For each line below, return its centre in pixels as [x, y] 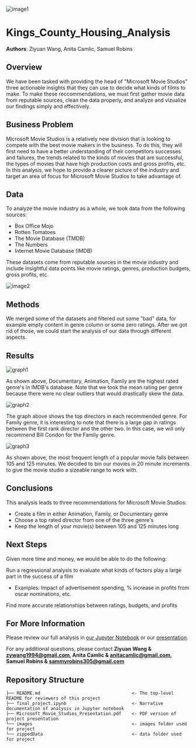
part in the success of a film [40, 576]
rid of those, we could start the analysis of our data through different [89, 331]
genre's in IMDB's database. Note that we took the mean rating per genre [94, 387]
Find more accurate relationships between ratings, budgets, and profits [92, 605]
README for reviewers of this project [53, 699]
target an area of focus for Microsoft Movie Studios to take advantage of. [94, 176]
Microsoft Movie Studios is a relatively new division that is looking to [88, 139]
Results [20, 356]
